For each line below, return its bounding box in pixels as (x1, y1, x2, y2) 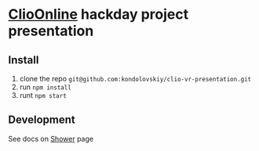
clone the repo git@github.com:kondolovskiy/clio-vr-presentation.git (19, 74, 252, 83)
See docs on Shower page (8, 134, 94, 143)
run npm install (19, 82, 72, 92)
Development (8, 113, 76, 127)
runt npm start (19, 91, 67, 99)
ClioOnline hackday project (8, 5, 189, 23)
